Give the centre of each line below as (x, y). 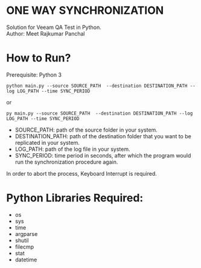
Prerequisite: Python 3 (34, 75)
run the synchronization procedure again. (66, 162)
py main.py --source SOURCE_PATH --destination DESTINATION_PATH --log (100, 113)
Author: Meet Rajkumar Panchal (46, 33)
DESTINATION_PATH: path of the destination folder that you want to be (103, 136)
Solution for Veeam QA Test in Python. (54, 27)
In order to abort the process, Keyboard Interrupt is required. (81, 173)
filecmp (24, 247)
